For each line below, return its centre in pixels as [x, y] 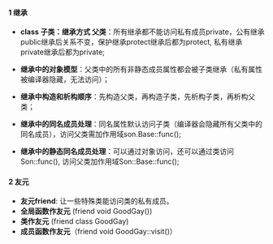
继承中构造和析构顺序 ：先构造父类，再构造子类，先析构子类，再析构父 [138, 96]
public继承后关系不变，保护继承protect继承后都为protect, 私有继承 [131, 42]
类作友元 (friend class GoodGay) [74, 221]
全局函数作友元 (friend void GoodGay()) [86, 212]
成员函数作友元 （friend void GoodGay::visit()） [98, 232]
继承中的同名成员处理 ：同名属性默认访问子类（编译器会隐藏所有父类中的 [141, 124]
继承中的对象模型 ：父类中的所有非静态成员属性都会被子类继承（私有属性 [141, 70]
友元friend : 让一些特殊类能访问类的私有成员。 [97, 201]
